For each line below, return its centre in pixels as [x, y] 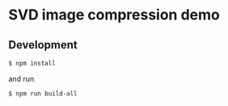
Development [43, 45]
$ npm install [32, 63]
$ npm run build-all [43, 93]
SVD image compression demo [114, 15]
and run [21, 78]
